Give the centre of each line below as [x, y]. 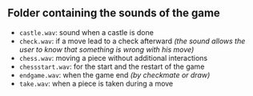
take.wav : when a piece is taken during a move [96, 83]
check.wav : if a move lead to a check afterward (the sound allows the [132, 41]
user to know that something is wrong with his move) [106, 49]
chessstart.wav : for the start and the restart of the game [112, 66]
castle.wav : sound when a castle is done [86, 32]
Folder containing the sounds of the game [114, 13]
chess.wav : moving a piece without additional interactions [113, 58]
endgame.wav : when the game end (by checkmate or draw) [114, 74]
